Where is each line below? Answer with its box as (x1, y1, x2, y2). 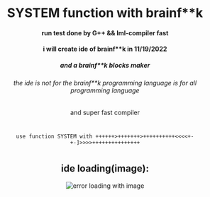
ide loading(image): (60, 162, 150, 174)
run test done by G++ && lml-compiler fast (41, 28, 169, 37)
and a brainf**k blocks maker (60, 61, 150, 69)
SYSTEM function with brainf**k (6, 5, 204, 21)
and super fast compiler (70, 108, 140, 117)
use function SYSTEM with (16, 133, 93, 141)
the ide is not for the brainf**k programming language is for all (13, 79, 197, 88)
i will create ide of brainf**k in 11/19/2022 (43, 44, 167, 54)
